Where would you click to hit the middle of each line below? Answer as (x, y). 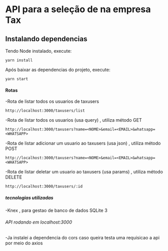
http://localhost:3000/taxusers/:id (44, 187)
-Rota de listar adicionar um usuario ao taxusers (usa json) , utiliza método (83, 144)
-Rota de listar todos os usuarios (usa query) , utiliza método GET (74, 120)
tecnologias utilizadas (29, 198)
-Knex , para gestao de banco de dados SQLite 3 (56, 210)
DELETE (14, 177)
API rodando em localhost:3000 (39, 222)
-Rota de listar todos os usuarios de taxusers (52, 101)
